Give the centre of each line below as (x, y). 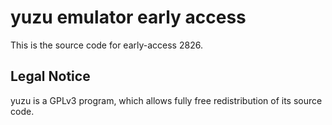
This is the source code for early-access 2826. (106, 45)
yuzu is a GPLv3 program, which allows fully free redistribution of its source (166, 100)
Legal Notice (50, 76)
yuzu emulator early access (128, 17)
